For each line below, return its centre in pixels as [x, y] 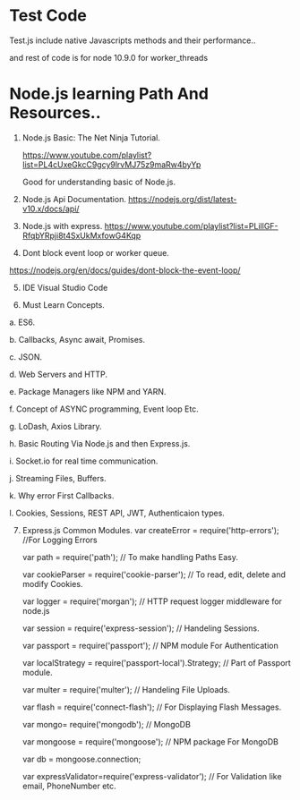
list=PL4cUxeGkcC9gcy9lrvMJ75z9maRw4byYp [111, 164]
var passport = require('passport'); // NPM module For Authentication [150, 645]
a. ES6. [22, 322]
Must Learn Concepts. [63, 304]
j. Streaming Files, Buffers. [58, 478]
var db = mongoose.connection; [81, 759]
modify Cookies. [52, 583]
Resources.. [55, 113]
